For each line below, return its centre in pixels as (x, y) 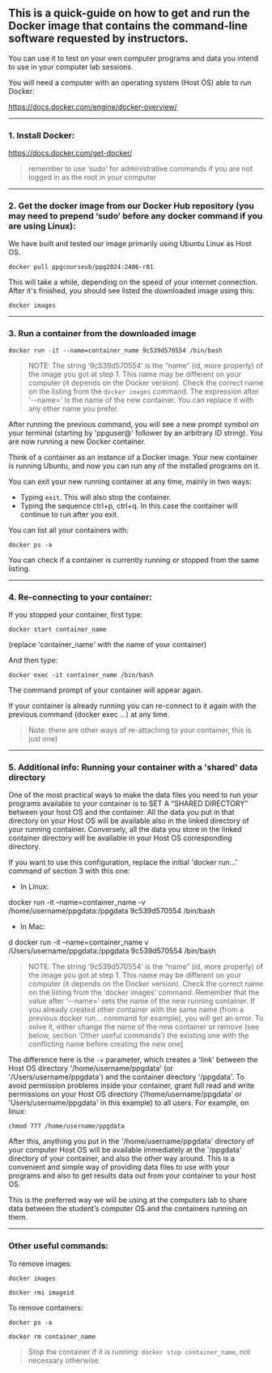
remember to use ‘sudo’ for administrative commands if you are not (140, 168)
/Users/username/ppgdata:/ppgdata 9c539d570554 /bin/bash (112, 951)
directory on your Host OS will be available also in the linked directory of (129, 821)
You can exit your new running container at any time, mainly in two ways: (130, 481)
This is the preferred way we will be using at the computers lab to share (128, 1200)
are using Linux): (42, 226)
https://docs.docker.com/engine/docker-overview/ (93, 107)
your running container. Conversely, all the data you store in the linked (125, 829)
